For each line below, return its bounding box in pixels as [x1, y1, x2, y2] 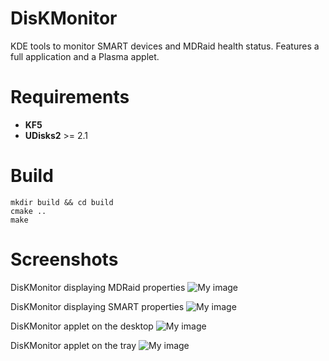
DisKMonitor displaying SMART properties [10, 300, 185, 312]
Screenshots [10, 248, 119, 271]
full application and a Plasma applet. [10, 50, 160, 62]
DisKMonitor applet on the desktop [10, 320, 154, 332]
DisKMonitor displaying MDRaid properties [10, 281, 186, 293]
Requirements [10, 86, 130, 109]
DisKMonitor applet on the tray [10, 339, 137, 351]
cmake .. [10, 206, 47, 216]
